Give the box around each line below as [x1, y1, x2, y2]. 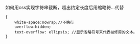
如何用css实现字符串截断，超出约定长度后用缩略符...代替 [5, 5, 124, 10]
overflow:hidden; [14, 24, 52, 29]
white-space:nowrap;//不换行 [14, 20, 74, 25]
